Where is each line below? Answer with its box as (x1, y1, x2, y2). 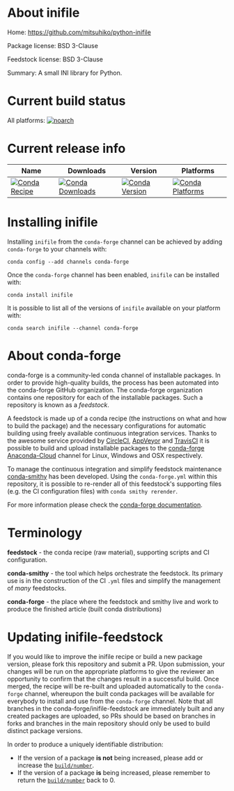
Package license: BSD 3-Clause (7, 41, 99, 50)
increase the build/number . (17, 761, 95, 769)
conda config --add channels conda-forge (7, 258, 130, 265)
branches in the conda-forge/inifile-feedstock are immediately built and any (7, 704, 225, 713)
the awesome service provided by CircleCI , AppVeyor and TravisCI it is (7, 436, 210, 445)
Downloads (67, 165, 107, 175)
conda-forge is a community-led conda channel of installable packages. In (7, 371, 221, 379)
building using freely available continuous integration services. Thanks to (7, 429, 217, 437)
